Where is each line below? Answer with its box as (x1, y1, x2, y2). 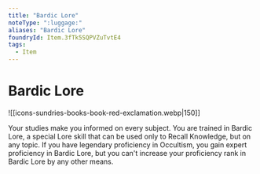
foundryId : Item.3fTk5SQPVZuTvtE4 (8, 33, 122, 42)
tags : (8, 41, 26, 49)
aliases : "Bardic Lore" (8, 26, 86, 34)
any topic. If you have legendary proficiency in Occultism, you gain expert (8, 139, 247, 150)
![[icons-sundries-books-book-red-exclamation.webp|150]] (8, 108, 200, 117)
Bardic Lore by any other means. (8, 157, 114, 166)
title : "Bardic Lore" (8, 11, 79, 20)
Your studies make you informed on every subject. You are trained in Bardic (8, 123, 253, 132)
